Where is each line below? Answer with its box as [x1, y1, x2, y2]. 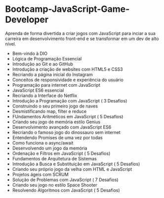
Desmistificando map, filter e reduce [12, 108, 87, 114]
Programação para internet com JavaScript [12, 82, 100, 88]
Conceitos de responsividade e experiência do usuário [12, 77, 123, 83]
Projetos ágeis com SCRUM [12, 171, 69, 177]
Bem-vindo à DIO [12, 50, 48, 56]
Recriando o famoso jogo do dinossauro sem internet [12, 129, 121, 135]
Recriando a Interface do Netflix [12, 93, 78, 99]
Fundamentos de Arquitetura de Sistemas [12, 155, 97, 161]
